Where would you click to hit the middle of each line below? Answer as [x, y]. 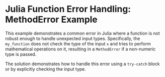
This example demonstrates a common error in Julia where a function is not [82, 33]
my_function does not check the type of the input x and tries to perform [78, 43]
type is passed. [21, 54]
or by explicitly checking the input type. [45, 69]
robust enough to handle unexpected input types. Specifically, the [73, 38]
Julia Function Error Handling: [68, 9]
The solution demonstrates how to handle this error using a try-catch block [82, 64]
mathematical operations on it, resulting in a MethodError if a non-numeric [81, 49]
